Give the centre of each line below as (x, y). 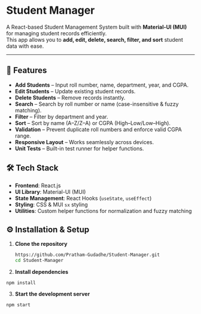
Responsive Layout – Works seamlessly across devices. (84, 142)
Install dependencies (42, 272)
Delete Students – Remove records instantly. (70, 97)
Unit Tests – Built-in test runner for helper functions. (79, 148)
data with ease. (25, 46)
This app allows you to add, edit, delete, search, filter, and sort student (95, 39)
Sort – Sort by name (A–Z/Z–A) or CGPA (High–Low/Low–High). (93, 123)
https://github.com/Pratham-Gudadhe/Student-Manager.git (87, 255)
